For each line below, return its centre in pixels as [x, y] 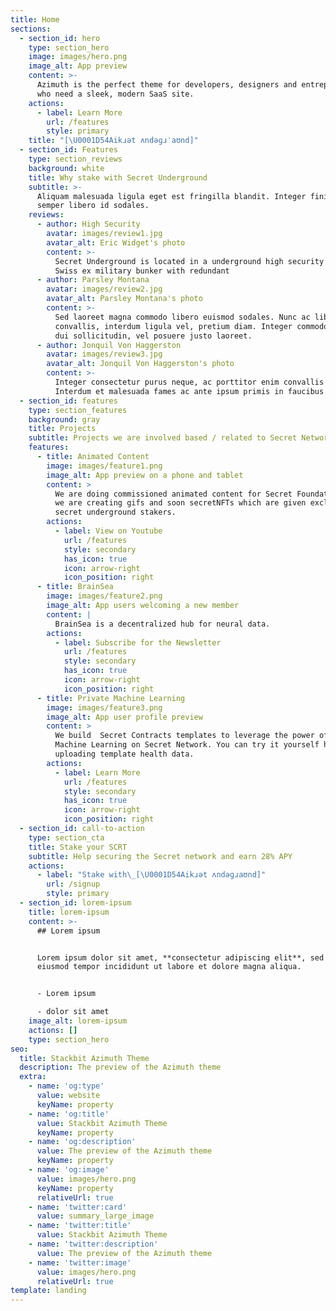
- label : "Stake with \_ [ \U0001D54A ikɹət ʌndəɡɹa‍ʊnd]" [151, 875]
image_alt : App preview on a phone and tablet [145, 475]
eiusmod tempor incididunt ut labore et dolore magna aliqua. [169, 967]
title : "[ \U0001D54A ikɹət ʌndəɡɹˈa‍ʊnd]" [113, 141]
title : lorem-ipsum [69, 912]
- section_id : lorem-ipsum [75, 903]
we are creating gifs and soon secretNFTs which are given [180, 503]
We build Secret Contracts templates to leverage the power [184, 736]
